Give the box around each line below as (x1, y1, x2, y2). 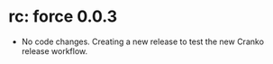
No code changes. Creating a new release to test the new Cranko (21, 36, 265, 47)
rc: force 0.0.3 (8, 6, 118, 27)
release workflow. (21, 45, 87, 56)
